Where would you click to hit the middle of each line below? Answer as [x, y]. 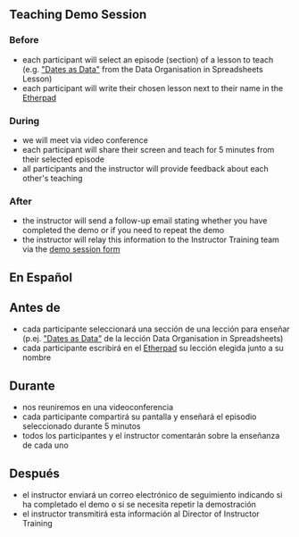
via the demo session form [71, 249]
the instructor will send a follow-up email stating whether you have [145, 221]
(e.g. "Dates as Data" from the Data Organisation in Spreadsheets [142, 69]
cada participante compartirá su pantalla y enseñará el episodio [139, 417]
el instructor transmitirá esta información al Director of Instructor [141, 514]
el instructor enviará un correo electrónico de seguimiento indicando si [152, 495]
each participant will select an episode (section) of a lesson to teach [148, 59]
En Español [41, 277]
